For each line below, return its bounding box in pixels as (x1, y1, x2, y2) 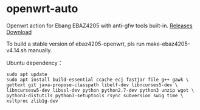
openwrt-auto (6, 2, 78, 16)
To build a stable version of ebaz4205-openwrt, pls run (6, 40, 145, 47)
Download (6, 28, 32, 35)
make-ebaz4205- (145, 40, 190, 47)
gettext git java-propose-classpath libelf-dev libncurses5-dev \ (6, 81, 178, 88)
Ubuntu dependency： (6, 59, 63, 66)
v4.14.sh (6, 46, 27, 53)
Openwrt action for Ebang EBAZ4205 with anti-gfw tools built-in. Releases (6, 22, 193, 29)
